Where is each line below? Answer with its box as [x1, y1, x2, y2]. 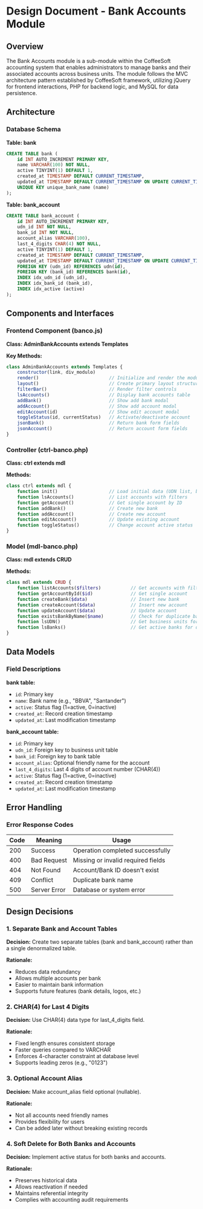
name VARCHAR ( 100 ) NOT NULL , [17, 162, 91, 168]
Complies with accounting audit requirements [14, 1196, 129, 1204]
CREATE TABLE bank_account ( [6, 213, 80, 219]
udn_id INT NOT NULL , [17, 224, 71, 230]
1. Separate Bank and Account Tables [6, 924, 118, 933]
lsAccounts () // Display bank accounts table [17, 392, 190, 398]
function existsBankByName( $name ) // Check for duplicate [17, 613, 190, 619]
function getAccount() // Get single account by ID [17, 500, 182, 506]
